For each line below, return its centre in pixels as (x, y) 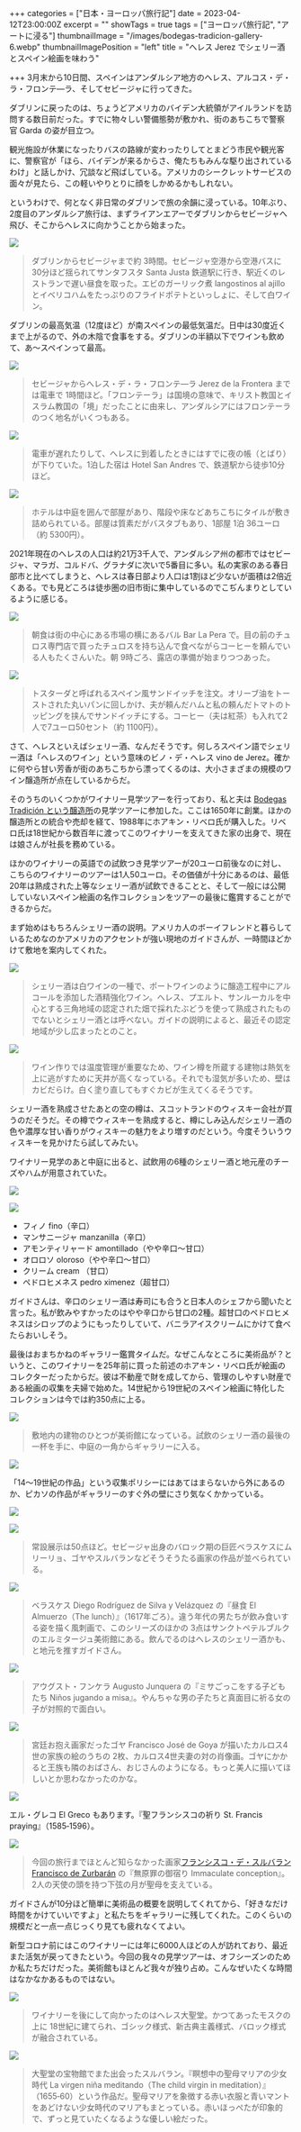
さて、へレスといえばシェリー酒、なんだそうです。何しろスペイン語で (138, 746)
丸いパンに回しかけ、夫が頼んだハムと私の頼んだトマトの (177, 704)
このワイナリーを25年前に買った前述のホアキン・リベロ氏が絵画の (163, 1365)
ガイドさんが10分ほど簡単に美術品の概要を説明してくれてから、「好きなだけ (149, 1904)
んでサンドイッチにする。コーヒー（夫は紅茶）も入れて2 (183, 716)
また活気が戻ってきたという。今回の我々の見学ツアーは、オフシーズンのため (150, 1956)
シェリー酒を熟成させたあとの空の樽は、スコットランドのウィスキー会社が (147, 1109)
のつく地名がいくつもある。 (83, 417)
